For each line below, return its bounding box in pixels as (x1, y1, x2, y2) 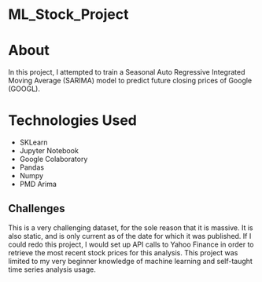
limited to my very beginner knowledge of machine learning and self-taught (8, 256, 253, 266)
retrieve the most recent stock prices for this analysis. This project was (8, 247, 238, 257)
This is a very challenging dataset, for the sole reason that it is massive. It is (8, 222, 253, 233)
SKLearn (19, 137, 49, 147)
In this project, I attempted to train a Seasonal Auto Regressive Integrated (8, 68, 245, 77)
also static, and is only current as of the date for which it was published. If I (8, 231, 252, 240)
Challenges (8, 202, 65, 215)
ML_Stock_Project (8, 5, 129, 24)
